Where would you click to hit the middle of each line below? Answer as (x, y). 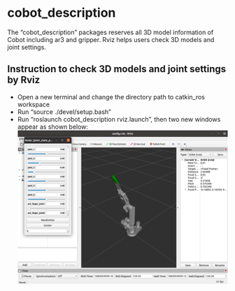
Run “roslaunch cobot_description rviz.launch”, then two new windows (119, 119)
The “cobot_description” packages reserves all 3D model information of (111, 32)
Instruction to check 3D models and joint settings (117, 69)
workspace (34, 104)
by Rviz (24, 80)
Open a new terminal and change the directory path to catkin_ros (111, 97)
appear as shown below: (53, 127)
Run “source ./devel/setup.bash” (64, 112)
